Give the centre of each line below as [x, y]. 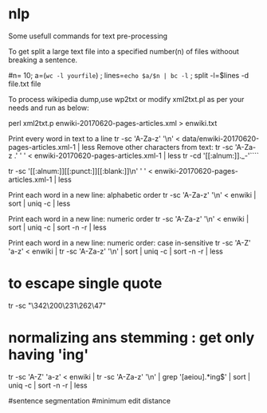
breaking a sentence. [43, 60]
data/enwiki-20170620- [221, 138]
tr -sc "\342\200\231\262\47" [57, 305]
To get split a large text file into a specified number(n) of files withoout [124, 51]
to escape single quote [85, 283]
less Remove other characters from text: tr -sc [157, 147]
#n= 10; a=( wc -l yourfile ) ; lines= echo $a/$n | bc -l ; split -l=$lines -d [129, 75]
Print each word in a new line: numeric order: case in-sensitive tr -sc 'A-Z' [130, 242]
